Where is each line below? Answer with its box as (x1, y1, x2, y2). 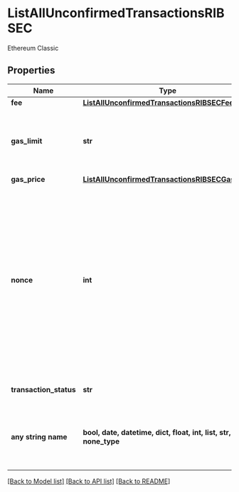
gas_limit (11, 135, 43, 145)
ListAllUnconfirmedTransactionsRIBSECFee (83, 98, 234, 108)
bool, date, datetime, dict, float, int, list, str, (83, 427, 231, 437)
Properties (7, 64, 55, 76)
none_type (83, 436, 119, 446)
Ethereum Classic (7, 43, 59, 52)
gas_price (11, 174, 46, 184)
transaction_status (11, 384, 76, 394)
